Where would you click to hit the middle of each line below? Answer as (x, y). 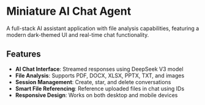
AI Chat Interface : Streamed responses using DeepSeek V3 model (99, 69)
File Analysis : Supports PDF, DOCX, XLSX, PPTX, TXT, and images (100, 76)
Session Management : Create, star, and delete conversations (93, 82)
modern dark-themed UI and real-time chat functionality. (78, 34)
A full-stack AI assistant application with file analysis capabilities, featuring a (103, 28)
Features (24, 54)
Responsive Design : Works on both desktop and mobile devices (96, 95)
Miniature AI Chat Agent (69, 11)
